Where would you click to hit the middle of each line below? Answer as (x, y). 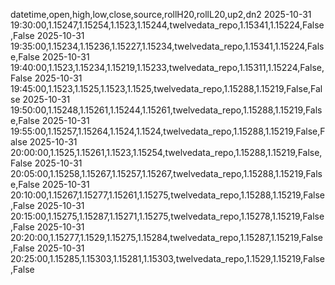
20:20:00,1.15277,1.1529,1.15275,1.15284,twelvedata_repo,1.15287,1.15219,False (167, 237)
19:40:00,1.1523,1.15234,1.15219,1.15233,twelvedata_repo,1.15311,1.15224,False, (167, 67)
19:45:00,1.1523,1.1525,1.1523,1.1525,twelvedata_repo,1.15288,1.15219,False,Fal (166, 88)
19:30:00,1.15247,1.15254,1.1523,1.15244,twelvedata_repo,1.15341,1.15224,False (167, 25)
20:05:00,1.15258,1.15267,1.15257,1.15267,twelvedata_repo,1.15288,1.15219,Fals (166, 173)
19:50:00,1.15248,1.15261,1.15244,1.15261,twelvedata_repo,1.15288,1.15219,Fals (166, 110)
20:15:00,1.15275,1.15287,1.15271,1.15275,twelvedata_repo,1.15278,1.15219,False (167, 216)
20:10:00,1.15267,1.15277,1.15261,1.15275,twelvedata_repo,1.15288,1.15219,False (168, 195)
